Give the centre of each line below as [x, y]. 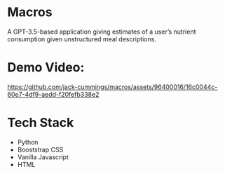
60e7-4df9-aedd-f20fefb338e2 [53, 94]
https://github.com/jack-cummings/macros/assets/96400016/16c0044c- [112, 87]
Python [28, 142]
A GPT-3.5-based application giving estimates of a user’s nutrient [102, 32]
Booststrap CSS [40, 149]
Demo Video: [46, 68]
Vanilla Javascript [43, 157]
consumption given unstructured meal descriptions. [82, 39]
